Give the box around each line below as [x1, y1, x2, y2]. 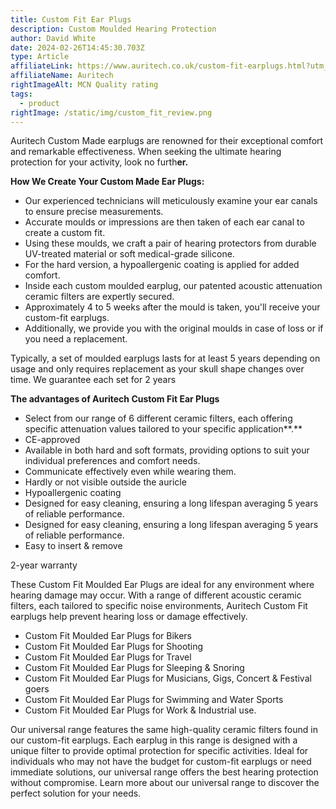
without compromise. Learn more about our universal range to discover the [10, 777, 320, 789]
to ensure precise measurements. [24, 206, 164, 218]
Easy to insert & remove [24, 540, 123, 552]
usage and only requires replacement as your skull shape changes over [10, 363, 305, 375]
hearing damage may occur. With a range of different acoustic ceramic [10, 589, 302, 601]
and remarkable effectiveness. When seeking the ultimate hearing [10, 146, 282, 158]
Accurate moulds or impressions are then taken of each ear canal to [24, 216, 305, 228]
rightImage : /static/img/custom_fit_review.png [10, 107, 213, 118]
